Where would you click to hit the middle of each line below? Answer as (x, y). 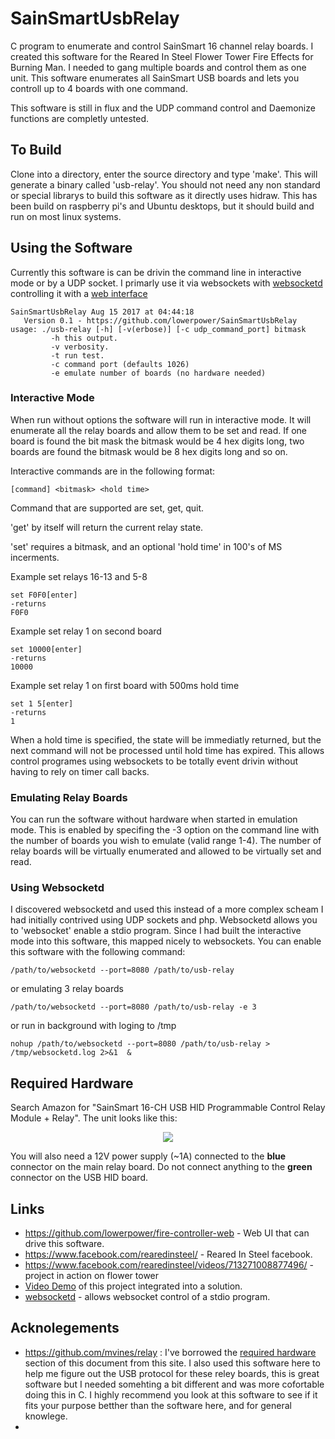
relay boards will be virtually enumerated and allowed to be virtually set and (166, 851)
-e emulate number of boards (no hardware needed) (158, 373)
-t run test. (77, 355)
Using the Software (71, 248)
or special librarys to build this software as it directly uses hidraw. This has (164, 195)
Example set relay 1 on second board (86, 631)
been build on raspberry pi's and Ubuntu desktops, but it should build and (162, 206)
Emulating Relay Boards (69, 797)
